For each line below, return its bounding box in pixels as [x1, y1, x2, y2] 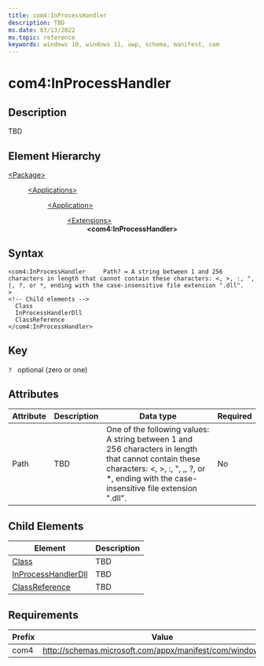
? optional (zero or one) [8, 364, 88, 374]
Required [217, 411, 252, 422]
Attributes [8, 387, 59, 401]
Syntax [8, 247, 44, 260]
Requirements [8, 608, 79, 621]
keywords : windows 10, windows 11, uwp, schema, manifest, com [8, 41, 220, 49]
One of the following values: [105, 424, 210, 435]
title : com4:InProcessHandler [8, 11, 108, 20]
